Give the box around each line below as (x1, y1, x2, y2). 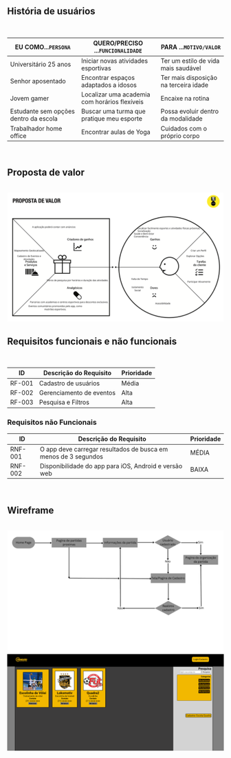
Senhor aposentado (10, 77, 67, 86)
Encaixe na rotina (160, 94, 210, 102)
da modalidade (160, 114, 203, 123)
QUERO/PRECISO (93, 39, 143, 48)
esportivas (81, 63, 111, 72)
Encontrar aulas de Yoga (81, 128, 151, 137)
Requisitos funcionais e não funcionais (7, 335, 177, 347)
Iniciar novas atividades (81, 57, 148, 65)
